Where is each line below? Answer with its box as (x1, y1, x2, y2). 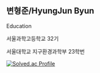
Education (6, 22, 32, 29)
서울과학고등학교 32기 (6, 35, 59, 42)
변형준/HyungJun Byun (6, 5, 95, 16)
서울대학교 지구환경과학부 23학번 (6, 47, 85, 55)
